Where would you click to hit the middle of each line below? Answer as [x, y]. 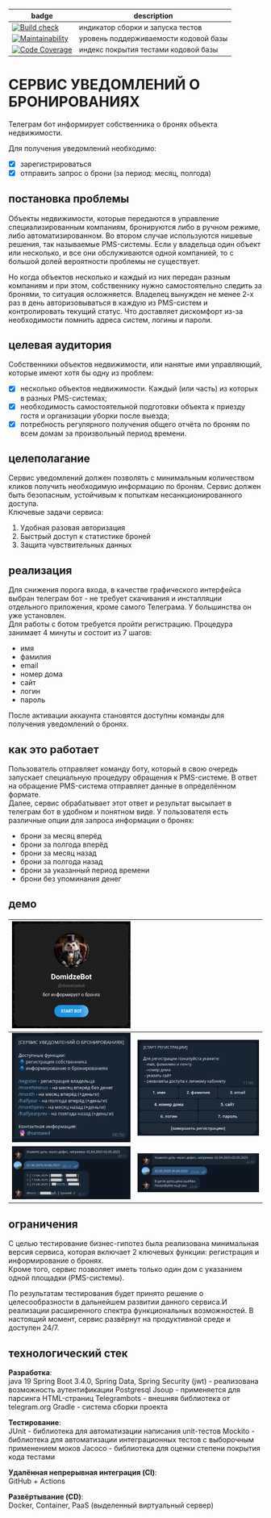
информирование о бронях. [56, 1261]
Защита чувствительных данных [76, 545]
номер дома [41, 674]
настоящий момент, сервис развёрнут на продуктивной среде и [120, 1319]
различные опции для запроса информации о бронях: [102, 821]
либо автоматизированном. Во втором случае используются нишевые [130, 236]
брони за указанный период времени [85, 870]
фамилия [35, 657]
